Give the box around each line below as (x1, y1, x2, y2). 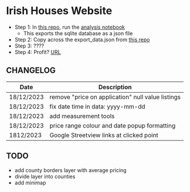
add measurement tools (49, 112, 115, 120)
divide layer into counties (14, 173, 76, 180)
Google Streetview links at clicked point (49, 131, 158, 139)
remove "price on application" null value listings (49, 93, 181, 101)
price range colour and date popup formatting (49, 122, 176, 130)
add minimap (14, 179, 46, 186)
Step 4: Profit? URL (14, 48, 61, 55)
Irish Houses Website (6, 4, 113, 18)
